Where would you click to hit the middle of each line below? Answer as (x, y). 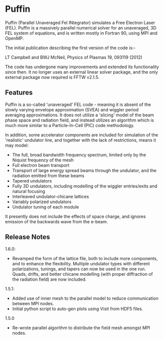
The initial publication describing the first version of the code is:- (70, 48)
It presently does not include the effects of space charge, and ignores (75, 216)
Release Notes (28, 237)
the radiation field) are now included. (49, 279)
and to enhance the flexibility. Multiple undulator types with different (81, 263)
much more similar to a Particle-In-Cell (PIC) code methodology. (70, 125)
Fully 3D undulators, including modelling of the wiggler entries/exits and (85, 186)
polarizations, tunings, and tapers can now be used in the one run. (79, 269)
